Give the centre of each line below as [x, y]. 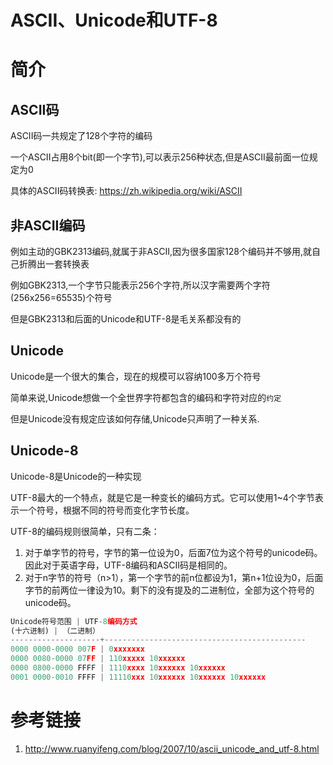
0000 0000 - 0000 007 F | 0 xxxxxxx [77, 649]
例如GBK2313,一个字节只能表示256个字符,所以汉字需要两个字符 [140, 285]
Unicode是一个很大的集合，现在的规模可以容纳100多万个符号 [136, 376]
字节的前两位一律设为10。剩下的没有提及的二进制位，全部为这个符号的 [169, 590]
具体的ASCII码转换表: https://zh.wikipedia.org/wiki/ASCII [126, 191]
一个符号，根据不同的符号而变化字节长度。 [106, 510]
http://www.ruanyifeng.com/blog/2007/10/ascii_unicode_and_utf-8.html [172, 748]
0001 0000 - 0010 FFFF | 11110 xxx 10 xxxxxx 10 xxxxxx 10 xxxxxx [138, 677]
